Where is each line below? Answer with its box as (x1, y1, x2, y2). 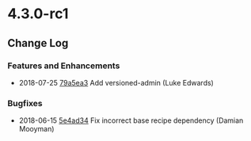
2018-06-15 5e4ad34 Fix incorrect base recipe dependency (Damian (18, 116, 244, 125)
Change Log (7, 36, 69, 50)
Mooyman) (18, 124, 55, 134)
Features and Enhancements (7, 60, 120, 71)
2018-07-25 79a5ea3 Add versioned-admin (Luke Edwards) (18, 78, 215, 87)
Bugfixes (7, 97, 43, 109)
